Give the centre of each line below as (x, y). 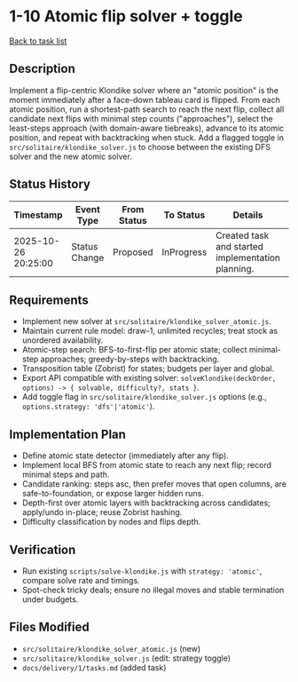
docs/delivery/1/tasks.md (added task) (94, 667)
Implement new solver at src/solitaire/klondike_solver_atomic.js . (147, 321)
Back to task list (38, 41)
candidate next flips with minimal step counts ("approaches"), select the (141, 118)
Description (42, 69)
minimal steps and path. (66, 475)
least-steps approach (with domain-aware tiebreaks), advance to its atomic (147, 128)
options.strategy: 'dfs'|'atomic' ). (88, 407)
